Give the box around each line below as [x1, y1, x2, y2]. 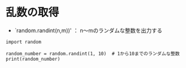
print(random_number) [5, 56, 61, 62]
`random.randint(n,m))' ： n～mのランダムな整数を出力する [14, 27, 162, 34]
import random [5, 39, 42, 45]
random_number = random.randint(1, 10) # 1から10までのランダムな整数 [5, 50, 180, 56]
